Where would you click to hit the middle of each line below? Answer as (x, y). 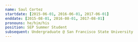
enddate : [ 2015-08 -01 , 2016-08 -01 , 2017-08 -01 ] (55, 18)
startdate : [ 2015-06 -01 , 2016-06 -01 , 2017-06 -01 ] (57, 14)
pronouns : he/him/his (27, 23)
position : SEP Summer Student (36, 28)
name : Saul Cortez (24, 9)
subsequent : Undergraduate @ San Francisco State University (69, 32)
